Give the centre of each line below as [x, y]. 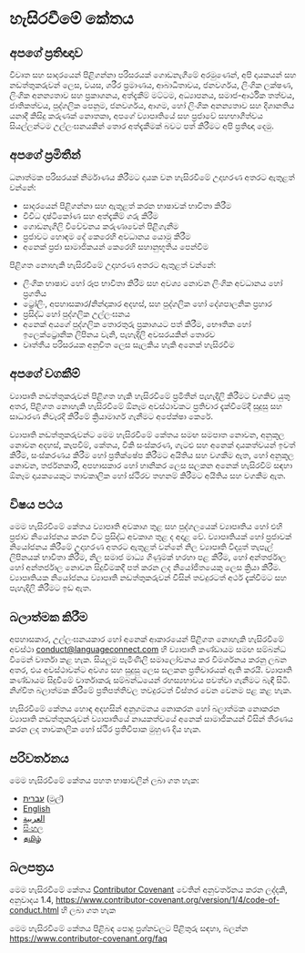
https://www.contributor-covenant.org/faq [89, 938]
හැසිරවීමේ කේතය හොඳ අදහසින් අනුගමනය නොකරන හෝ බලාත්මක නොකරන [145, 709]
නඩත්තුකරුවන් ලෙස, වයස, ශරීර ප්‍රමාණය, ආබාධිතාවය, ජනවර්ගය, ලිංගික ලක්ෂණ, [152, 85]
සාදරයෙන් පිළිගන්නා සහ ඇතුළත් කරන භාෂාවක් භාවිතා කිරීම [127, 205]
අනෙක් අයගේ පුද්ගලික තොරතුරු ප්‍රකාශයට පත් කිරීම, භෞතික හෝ [137, 323]
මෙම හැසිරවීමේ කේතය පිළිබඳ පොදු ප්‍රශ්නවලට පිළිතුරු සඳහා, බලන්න [129, 927]
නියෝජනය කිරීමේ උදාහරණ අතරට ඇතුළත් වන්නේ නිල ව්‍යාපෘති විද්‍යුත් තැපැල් [141, 547]
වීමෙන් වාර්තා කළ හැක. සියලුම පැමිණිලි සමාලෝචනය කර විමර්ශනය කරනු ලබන [148, 660]
